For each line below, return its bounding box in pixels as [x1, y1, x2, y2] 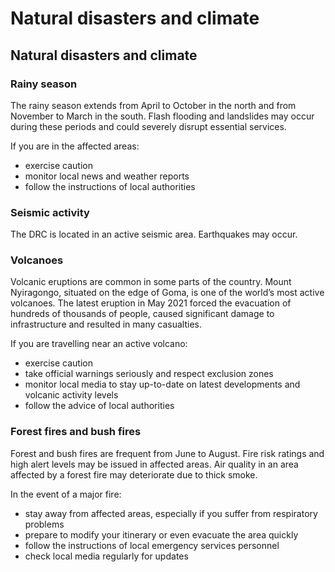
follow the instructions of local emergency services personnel [24, 539, 280, 551]
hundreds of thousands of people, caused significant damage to [10, 308, 275, 320]
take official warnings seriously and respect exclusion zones [24, 368, 274, 380]
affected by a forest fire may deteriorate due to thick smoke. [10, 468, 258, 481]
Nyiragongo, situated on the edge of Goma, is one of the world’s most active [10, 287, 325, 299]
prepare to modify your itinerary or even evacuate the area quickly [24, 528, 299, 541]
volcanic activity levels [24, 389, 119, 401]
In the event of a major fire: [10, 488, 122, 500]
